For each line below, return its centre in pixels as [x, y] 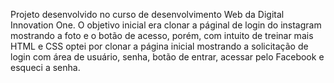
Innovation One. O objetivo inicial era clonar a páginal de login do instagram [166, 25]
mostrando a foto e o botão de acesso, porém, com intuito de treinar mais [162, 35]
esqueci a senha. [45, 67]
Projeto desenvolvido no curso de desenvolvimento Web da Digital [147, 14]
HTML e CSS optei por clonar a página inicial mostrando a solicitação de [159, 46]
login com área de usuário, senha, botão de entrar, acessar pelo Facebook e [167, 57]
